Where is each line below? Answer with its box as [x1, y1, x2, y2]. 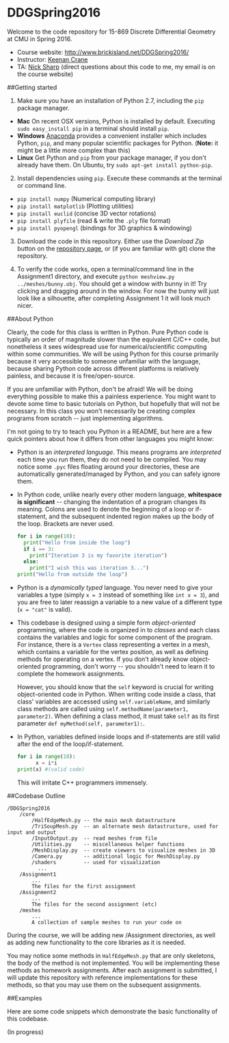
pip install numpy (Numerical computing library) [16, 194, 156, 203]
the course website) [16, 70, 74, 78]
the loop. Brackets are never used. [16, 519, 114, 527]
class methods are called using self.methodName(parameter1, [16, 705, 189, 713]
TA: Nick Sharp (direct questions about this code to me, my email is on [16, 62, 215, 71]
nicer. [16, 301, 33, 309]
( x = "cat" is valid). [16, 606, 73, 614]
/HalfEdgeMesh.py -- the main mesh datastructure [31, 817, 176, 824]
